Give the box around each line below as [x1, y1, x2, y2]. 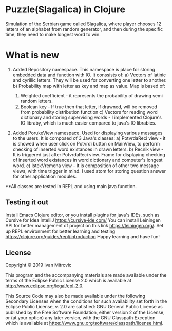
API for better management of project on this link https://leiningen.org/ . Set [5, 222, 164, 229]
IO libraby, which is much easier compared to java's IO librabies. [20, 119, 157, 126]
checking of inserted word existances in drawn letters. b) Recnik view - [12, 146, 164, 152]
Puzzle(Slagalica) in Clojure [5, 4, 126, 15]
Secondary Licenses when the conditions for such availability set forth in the [5, 298, 167, 304]
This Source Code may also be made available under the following [5, 293, 145, 299]
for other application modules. [12, 173, 77, 179]
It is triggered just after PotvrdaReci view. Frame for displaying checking [12, 151, 165, 157]
